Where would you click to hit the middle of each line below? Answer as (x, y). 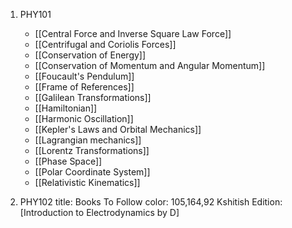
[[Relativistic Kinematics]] (87, 182)
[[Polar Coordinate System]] (92, 172)
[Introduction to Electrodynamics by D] (99, 212)
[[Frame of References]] (84, 87)
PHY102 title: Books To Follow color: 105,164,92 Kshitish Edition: (151, 202)
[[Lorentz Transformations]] (92, 150)
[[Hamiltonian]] (66, 108)
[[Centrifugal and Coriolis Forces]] (105, 44)
